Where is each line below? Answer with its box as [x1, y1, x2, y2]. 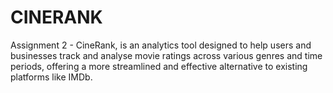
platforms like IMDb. [10, 71, 93, 83]
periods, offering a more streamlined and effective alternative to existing [10, 60, 308, 72]
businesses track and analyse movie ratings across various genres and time [10, 49, 323, 61]
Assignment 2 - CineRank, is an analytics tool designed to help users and [10, 39, 312, 51]
